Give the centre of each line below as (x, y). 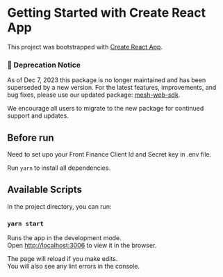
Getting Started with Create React (107, 13)
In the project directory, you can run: (59, 206)
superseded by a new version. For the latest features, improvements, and (112, 88)
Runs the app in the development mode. (64, 238)
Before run (31, 137)
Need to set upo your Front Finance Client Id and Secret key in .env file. (109, 155)
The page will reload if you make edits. (63, 259)
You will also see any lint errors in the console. (74, 267)
